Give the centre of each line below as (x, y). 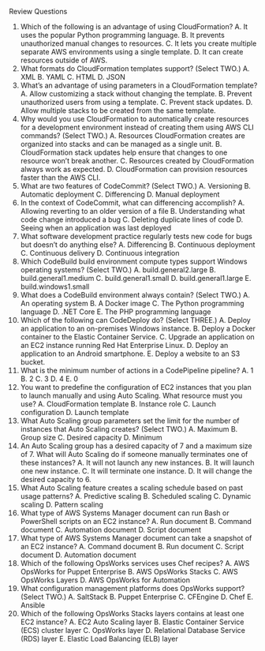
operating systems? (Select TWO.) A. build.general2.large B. (118, 270)
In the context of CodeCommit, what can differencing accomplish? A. (132, 203)
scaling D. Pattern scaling (62, 505)
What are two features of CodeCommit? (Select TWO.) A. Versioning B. (136, 186)
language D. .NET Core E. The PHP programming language (116, 312)
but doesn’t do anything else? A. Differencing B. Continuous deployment (138, 245)
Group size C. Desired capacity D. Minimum (91, 438)
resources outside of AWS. (64, 60)
